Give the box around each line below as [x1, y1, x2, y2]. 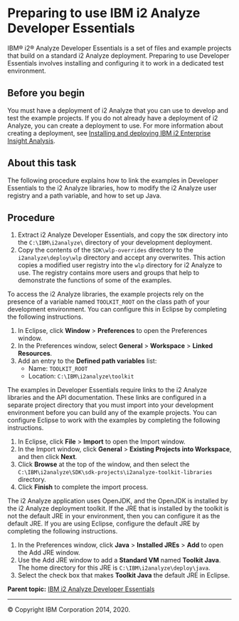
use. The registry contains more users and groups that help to [17, 269, 200, 277]
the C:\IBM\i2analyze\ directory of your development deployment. [17, 238, 213, 247]
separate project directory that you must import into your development [7, 401, 214, 409]
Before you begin [7, 87, 85, 99]
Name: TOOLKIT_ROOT [28, 364, 88, 373]
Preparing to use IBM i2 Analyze [7, 5, 201, 21]
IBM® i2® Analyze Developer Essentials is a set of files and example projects [7, 43, 232, 52]
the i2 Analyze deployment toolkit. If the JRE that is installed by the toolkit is [7, 504, 229, 513]
